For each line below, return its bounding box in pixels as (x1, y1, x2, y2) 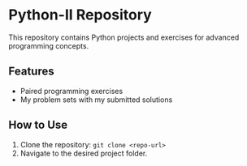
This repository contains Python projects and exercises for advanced (8, 32, 240, 42)
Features (8, 65, 54, 79)
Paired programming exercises (19, 86, 123, 96)
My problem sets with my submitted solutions (19, 95, 173, 104)
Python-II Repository (8, 6, 152, 24)
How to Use (8, 118, 68, 132)
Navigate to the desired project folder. (19, 148, 148, 158)
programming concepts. (8, 40, 89, 50)
